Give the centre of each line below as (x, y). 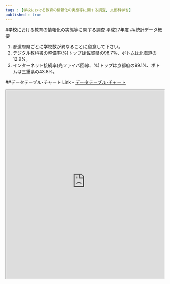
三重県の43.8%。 (39, 71)
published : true (23, 15)
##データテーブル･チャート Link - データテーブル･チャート (66, 82)
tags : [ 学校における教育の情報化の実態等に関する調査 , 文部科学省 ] (68, 10)
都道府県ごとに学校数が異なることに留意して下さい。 (68, 46)
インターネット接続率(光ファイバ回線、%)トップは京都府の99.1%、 (82, 65)
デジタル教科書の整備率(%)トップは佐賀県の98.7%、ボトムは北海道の (85, 53)
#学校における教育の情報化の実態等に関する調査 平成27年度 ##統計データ (81, 29)
